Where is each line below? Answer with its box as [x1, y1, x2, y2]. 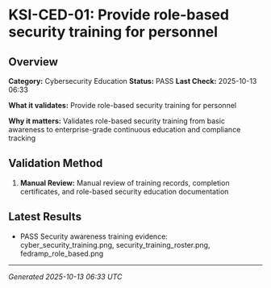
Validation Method [8, 157, 103, 170]
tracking [8, 133, 36, 143]
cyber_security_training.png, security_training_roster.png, [19, 240, 211, 249]
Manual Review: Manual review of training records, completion [19, 177, 230, 187]
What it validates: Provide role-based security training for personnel [8, 101, 236, 110]
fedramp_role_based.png [19, 248, 104, 258]
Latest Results [8, 210, 82, 223]
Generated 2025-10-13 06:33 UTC [8, 272, 123, 282]
